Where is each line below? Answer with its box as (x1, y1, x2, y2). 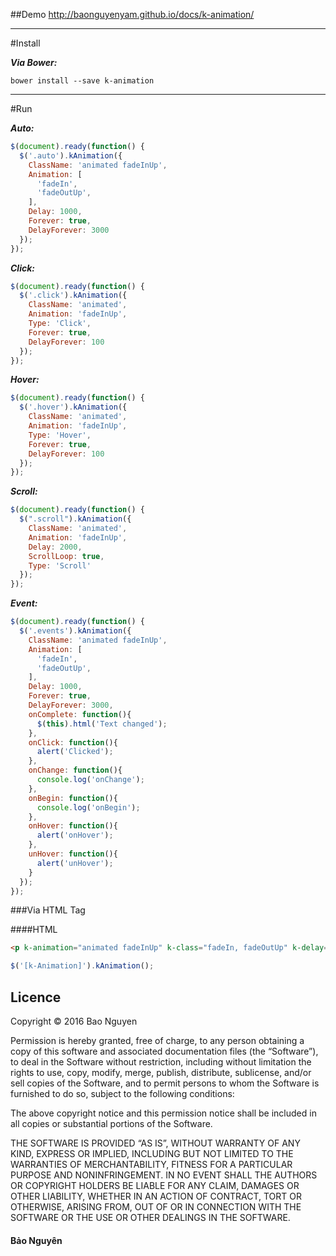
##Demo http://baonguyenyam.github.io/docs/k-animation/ (10, 9, 255, 20)
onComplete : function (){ (28, 709, 132, 719)
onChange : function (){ (28, 765, 123, 776)
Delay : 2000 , (28, 542, 83, 552)
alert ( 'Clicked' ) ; (36, 747, 114, 757)
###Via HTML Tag (10, 904, 86, 916)
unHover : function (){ (28, 849, 118, 859)
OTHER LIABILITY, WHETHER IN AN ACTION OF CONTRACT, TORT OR (10, 1190, 302, 1202)
